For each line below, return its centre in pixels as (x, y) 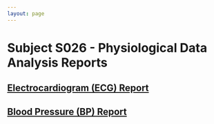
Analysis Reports (58, 62)
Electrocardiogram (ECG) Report (78, 88)
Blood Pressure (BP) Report (67, 112)
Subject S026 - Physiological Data (107, 47)
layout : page (26, 14)
